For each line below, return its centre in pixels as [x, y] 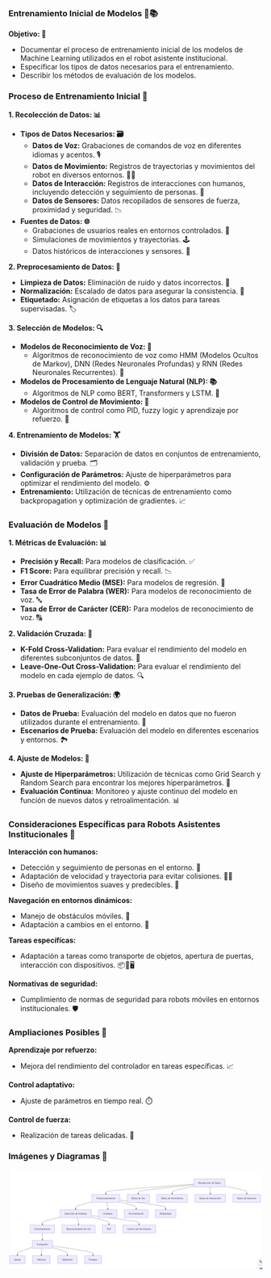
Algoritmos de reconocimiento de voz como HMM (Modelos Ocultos [145, 355]
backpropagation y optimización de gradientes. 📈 [103, 500]
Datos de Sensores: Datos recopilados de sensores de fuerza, [136, 200]
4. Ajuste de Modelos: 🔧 [49, 758]
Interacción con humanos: [53, 852]
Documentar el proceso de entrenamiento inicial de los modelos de [131, 50]
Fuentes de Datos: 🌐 [55, 221]
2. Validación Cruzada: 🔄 [50, 633]
